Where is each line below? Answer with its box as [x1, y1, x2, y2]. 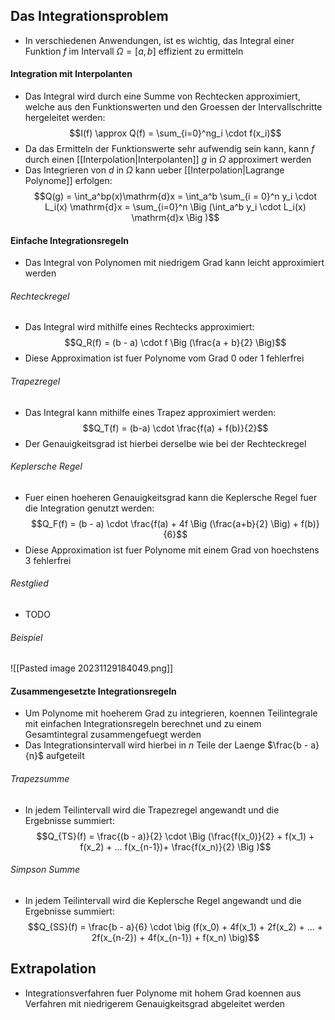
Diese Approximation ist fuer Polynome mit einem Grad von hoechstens [24, 544, 320, 556]
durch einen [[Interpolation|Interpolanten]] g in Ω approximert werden [24, 154, 312, 166]
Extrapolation [10, 960, 97, 978]
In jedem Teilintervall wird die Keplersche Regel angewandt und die [24, 894, 302, 906]
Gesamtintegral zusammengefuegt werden [24, 729, 202, 741]
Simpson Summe [10, 864, 81, 876]
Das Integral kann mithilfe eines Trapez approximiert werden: [24, 406, 277, 418]
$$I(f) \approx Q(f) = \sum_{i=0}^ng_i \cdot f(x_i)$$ [69, 127, 282, 139]
